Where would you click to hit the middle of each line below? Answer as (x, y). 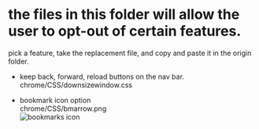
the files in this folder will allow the (124, 15)
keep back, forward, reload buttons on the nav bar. (102, 76)
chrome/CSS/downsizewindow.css (76, 85)
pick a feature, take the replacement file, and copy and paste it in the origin (130, 53)
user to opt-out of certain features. (125, 31)
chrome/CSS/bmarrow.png (63, 109)
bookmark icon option (55, 100)
